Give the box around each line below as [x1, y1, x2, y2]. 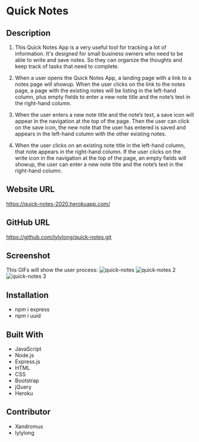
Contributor [6, 407, 51, 417]
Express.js [14, 358, 41, 365]
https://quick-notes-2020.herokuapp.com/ [6, 200, 110, 207]
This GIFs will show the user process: [6, 267, 98, 274]
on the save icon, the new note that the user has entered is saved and [14, 124, 186, 131]
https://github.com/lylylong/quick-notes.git [6, 233, 112, 240]
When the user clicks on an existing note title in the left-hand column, [14, 142, 186, 149]
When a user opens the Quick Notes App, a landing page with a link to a [14, 75, 192, 81]
